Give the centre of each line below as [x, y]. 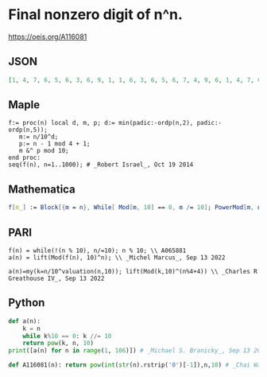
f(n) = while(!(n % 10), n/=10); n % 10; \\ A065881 [97, 251]
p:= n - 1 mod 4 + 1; [54, 144]
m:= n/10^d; [39, 137]
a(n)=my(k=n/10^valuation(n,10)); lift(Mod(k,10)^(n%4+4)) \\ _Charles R [133, 271]
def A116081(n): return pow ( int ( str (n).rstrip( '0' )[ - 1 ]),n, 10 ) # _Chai [129, 365]
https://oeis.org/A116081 [48, 37]
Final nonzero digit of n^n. [95, 15]
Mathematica [42, 189]
